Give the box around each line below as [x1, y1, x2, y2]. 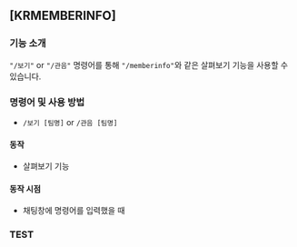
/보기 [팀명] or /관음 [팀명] [22, 116, 118, 127]
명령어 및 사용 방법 [9, 95, 85, 108]
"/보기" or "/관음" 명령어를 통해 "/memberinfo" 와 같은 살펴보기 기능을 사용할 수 [9, 59, 289, 70]
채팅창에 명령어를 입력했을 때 [22, 205, 125, 216]
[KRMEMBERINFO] [9, 8, 116, 24]
